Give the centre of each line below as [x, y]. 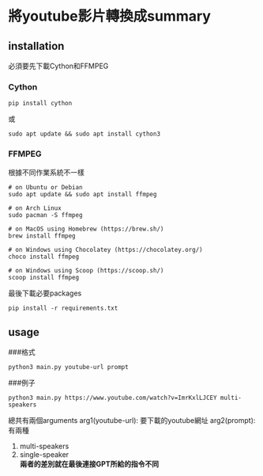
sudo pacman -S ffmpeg [45, 215]
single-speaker [44, 455]
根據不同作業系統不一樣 [46, 172]
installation [36, 46]
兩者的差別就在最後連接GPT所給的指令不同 [89, 464]
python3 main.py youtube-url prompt [68, 367]
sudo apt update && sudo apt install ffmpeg [83, 194]
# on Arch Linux [35, 208]
